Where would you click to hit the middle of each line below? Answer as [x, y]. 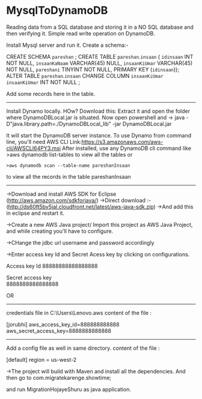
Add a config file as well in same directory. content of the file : [83, 348]
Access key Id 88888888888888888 [52, 266]
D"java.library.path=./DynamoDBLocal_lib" [59, 124]
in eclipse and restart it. [35, 213]
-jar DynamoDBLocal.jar [142, 124]
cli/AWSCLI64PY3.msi [34, 148]
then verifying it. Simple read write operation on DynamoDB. [81, 33]
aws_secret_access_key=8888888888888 [59, 331]
